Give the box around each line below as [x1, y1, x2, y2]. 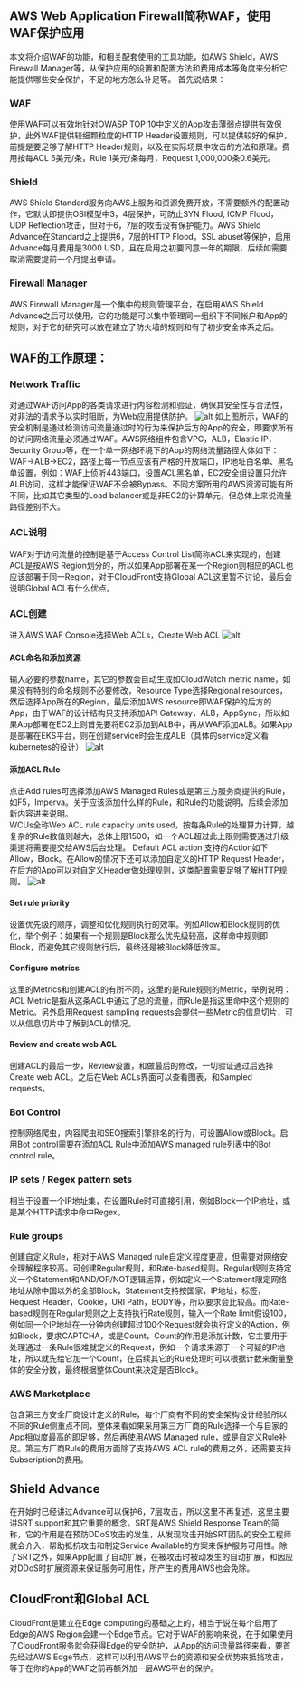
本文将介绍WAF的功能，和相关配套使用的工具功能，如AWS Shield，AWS [9, 51, 279, 61]
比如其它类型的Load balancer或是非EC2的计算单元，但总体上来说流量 [33, 490, 292, 501]
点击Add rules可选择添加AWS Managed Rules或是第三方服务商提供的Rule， [9, 786, 290, 797]
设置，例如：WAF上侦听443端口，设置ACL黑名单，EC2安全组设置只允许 [16, 468, 288, 478]
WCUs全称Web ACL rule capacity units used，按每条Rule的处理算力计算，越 [9, 819, 295, 830]
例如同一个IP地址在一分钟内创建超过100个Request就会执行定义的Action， [9, 1318, 283, 1329]
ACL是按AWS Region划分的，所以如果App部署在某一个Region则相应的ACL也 [9, 560, 294, 571]
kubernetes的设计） [9, 742, 84, 752]
